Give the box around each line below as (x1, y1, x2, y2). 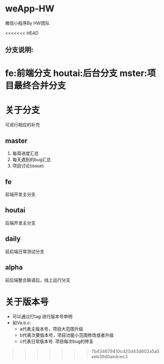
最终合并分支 (14, 80, 66, 91)
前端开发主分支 (5, 191, 36, 197)
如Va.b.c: (12, 320, 31, 326)
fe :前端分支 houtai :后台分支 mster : (5, 68, 148, 79)
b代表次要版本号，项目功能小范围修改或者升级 (19, 332, 114, 338)
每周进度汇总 (12, 150, 39, 157)
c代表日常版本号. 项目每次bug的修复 (19, 339, 94, 345)
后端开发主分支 (5, 220, 36, 226)
